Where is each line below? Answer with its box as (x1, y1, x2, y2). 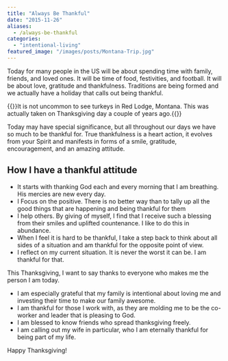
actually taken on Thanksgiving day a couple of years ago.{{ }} (7, 109, 182, 117)
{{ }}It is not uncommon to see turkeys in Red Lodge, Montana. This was (7, 102, 209, 110)
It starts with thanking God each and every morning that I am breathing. (16, 182, 219, 190)
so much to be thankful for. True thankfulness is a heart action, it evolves (7, 129, 213, 138)
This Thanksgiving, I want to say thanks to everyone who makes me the (7, 269, 209, 277)
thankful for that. (16, 255, 64, 264)
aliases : (7, 23, 32, 29)
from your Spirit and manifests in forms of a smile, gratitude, (7, 137, 177, 145)
